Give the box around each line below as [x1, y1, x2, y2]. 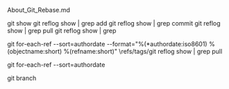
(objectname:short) [7, 48, 62, 55]
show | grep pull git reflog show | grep [7, 27, 117, 34]
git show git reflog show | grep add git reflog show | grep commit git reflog [7, 19, 221, 27]
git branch [7, 74, 37, 82]
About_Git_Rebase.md [7, 6, 71, 14]
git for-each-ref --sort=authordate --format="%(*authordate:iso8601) [7, 40, 207, 48]
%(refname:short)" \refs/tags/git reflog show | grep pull [63, 48, 223, 55]
